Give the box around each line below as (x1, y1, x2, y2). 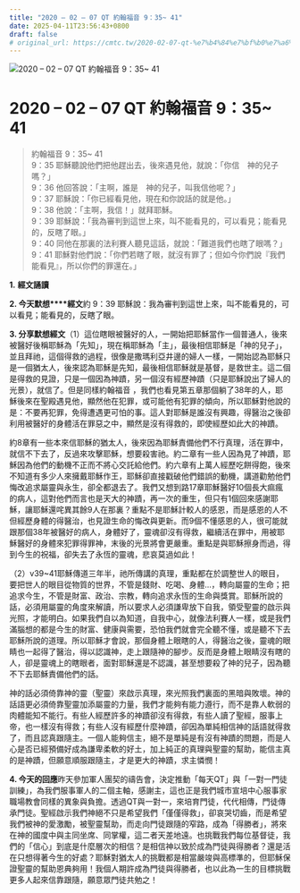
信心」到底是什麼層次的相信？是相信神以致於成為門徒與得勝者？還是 (32, 841, 283, 852)
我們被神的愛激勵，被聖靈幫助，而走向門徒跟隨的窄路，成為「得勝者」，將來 (9, 819, 287, 829)
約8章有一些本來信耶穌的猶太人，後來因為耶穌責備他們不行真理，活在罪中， (9, 438, 288, 448)
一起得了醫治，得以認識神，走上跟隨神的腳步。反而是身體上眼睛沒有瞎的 (24, 646, 291, 658)
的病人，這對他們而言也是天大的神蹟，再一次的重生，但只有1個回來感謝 (9, 493, 271, 504)
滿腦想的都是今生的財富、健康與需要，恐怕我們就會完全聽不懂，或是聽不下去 (9, 624, 291, 635)
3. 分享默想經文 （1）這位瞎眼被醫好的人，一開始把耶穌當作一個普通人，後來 (9, 328, 288, 340)
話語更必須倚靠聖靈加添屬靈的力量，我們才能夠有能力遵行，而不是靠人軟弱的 (9, 699, 291, 710)
